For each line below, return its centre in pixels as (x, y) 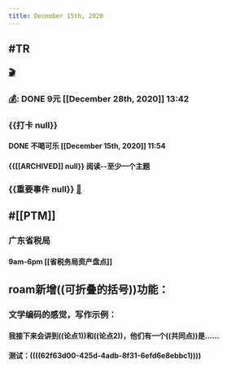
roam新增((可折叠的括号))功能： (89, 290)
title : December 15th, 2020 (56, 16)
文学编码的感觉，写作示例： (63, 315)
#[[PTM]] (32, 216)
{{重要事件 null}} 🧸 (45, 189)
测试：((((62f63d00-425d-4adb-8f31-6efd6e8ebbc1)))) (105, 356)
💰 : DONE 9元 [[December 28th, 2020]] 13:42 (99, 98)
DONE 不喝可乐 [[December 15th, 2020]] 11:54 (87, 146)
